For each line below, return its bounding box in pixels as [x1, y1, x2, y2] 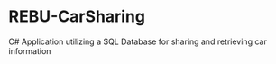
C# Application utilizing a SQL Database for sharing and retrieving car [8, 36, 267, 47]
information [8, 45, 51, 56]
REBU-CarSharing [8, 6, 146, 27]
